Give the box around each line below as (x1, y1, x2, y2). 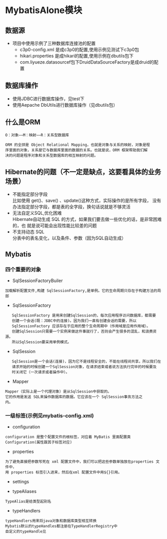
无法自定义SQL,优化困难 (12, 210, 62, 216)
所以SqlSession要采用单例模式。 (11, 340, 71, 345)
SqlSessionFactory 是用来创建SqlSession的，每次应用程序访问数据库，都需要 (11, 313, 156, 318)
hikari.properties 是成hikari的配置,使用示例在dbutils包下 (19, 53, 134, 59)
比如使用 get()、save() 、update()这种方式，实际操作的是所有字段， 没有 (12, 197, 162, 203)
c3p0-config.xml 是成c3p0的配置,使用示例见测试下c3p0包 (19, 47, 140, 53)
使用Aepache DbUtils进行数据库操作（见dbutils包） (12, 102, 118, 108)
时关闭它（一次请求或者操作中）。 (11, 370, 70, 375)
